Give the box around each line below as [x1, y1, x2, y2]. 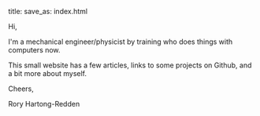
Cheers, [8, 84, 34, 93]
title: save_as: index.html [8, 7, 88, 16]
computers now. [8, 45, 61, 54]
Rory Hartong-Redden [8, 100, 80, 108]
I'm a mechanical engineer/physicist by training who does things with [8, 37, 233, 46]
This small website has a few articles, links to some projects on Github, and [8, 60, 252, 70]
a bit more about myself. [8, 69, 87, 78]
